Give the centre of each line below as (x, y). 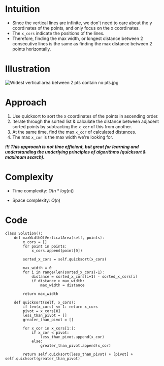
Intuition (23, 9)
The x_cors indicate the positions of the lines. (58, 33)
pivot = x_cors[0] (42, 311)
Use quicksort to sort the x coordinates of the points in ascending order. (85, 116)
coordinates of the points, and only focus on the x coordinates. (76, 28)
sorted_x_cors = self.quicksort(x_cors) (65, 259)
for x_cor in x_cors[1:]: (49, 328)
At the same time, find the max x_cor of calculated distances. (74, 132)
